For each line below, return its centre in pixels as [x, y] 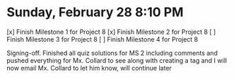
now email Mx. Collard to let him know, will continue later [89, 68]
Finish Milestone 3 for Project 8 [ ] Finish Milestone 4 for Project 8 [103, 39]
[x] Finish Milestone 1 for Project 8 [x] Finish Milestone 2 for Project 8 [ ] [111, 32]
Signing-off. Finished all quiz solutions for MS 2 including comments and [112, 53]
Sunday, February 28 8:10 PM [95, 12]
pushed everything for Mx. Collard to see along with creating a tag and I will [117, 60]
